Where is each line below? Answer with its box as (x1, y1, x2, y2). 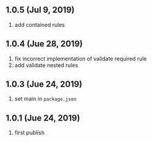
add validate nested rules (14, 61, 79, 69)
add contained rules (14, 21, 65, 28)
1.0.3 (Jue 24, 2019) (5, 79, 83, 90)
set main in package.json (14, 95, 77, 102)
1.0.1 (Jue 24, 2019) (5, 113, 80, 123)
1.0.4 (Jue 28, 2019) (5, 39, 83, 49)
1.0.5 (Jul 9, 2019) (5, 5, 75, 15)
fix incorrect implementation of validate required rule (14, 55, 147, 62)
